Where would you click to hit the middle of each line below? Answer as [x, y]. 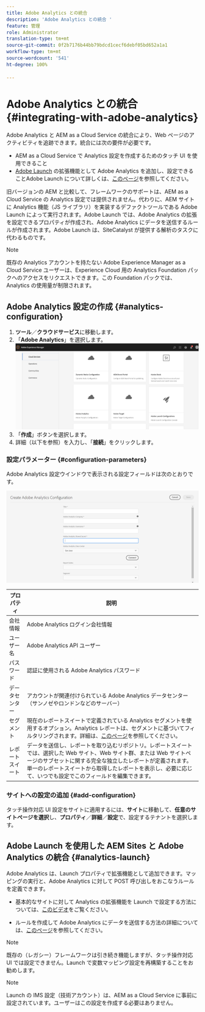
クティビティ [22, 143]
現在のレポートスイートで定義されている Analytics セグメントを [106, 720]
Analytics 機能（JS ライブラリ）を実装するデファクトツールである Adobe [105, 207]
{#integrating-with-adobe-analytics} [103, 117]
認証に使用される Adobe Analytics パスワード [84, 670]
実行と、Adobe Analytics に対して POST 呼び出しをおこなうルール [111, 881]
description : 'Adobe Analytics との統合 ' [59, 19]
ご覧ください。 [93, 909]
